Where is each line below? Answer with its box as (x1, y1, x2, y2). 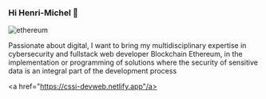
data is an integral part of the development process (8, 66, 177, 76)
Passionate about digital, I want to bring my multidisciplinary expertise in (8, 41, 247, 50)
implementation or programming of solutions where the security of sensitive (8, 57, 258, 67)
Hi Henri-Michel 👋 (8, 7, 78, 18)
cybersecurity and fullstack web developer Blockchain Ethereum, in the (8, 49, 243, 59)
